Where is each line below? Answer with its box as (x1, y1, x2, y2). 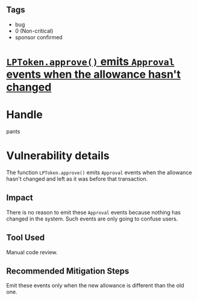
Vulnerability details (6, 149, 110, 163)
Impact (6, 193, 33, 203)
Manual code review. (6, 248, 58, 255)
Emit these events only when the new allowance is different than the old (6, 282, 185, 289)
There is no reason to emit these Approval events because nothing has (6, 208, 181, 216)
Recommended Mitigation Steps (6, 266, 129, 276)
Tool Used (6, 233, 45, 243)
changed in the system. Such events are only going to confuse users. (6, 215, 178, 222)
